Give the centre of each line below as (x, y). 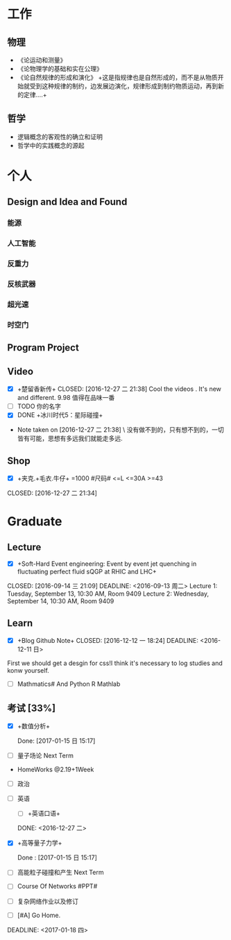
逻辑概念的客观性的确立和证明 (60, 137)
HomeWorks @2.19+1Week (55, 770)
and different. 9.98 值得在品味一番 (66, 398)
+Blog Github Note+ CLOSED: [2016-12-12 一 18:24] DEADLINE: (108, 641)
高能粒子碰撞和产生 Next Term (60, 873)
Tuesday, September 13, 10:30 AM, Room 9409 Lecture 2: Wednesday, (108, 594)
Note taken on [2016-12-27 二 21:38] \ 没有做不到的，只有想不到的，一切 (120, 430)
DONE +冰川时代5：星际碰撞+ (60, 415)
